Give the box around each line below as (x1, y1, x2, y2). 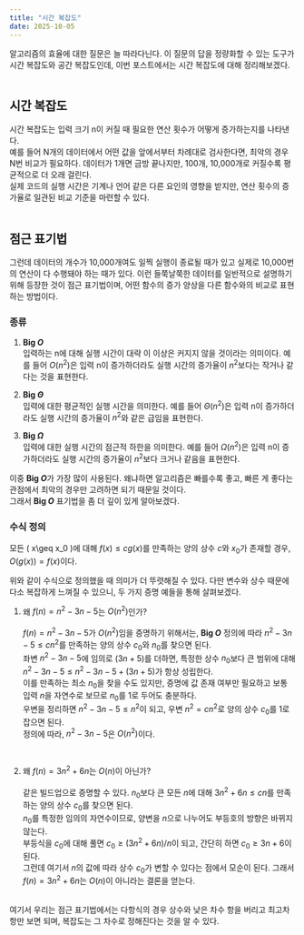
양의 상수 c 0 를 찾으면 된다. (39, 799, 133, 813)
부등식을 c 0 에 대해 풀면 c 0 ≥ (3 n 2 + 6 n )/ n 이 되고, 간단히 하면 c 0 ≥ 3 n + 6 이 (22, 836, 292, 850)
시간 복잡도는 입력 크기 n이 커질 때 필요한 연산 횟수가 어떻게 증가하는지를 (9, 124, 266, 135)
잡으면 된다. (22, 716, 65, 728)
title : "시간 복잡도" (9, 13, 82, 23)
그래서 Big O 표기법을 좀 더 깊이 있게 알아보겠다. (9, 495, 180, 506)
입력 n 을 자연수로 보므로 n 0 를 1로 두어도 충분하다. (22, 690, 197, 703)
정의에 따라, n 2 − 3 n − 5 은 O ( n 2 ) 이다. (22, 727, 156, 739)
